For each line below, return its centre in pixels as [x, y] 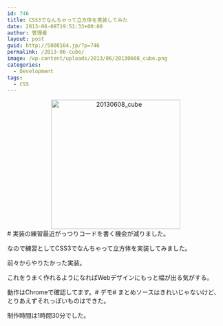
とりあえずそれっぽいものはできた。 [59, 301]
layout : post [26, 39]
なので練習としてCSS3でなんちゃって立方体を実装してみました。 [99, 248]
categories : [24, 65]
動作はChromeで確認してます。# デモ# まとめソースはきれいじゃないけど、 [114, 292]
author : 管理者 [27, 33]
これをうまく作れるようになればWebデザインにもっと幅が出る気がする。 [110, 278]
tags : [15, 78]
